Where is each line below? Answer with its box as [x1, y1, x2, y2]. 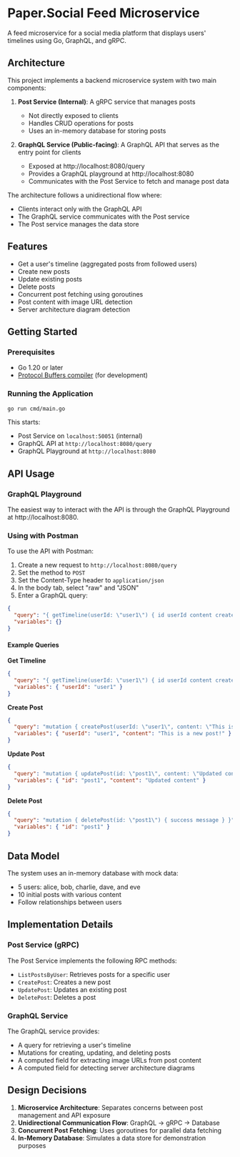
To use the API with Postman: [7, 547, 94, 555]
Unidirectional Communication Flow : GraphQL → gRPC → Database [17, 1118, 220, 1127]
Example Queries [7, 640, 59, 649]
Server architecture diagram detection [17, 305, 131, 314]
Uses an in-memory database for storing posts [28, 126, 166, 135]
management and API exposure [17, 1111, 111, 1119]
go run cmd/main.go [7, 405, 66, 412]
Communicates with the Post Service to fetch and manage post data [28, 177, 230, 185]
